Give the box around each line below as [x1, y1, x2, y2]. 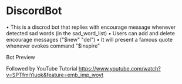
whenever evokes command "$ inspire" [6, 42, 100, 49]
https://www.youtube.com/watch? [78, 65, 161, 72]
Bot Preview [6, 53, 35, 61]
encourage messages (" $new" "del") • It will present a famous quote [6, 36, 173, 43]
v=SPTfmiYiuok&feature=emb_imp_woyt [6, 71, 104, 78]
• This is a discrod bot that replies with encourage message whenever [6, 23, 176, 31]
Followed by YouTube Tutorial [6, 65, 77, 72]
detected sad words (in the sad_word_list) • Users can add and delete [6, 29, 175, 36]
